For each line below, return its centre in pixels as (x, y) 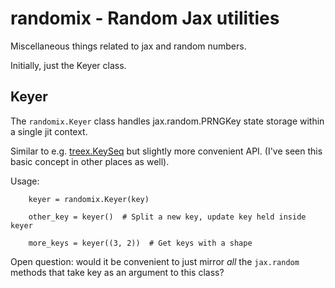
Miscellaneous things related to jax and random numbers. (128, 46)
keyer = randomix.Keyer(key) (89, 199)
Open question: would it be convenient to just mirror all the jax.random (155, 261)
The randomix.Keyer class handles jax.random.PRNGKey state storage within (167, 121)
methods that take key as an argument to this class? (117, 272)
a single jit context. (49, 131)
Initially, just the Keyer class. (68, 65)
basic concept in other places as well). (90, 161)
